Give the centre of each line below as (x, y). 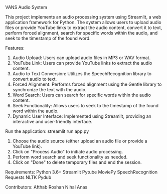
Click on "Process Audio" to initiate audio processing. (68, 152)
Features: (15, 48)
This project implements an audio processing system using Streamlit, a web (83, 17)
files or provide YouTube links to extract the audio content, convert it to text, (84, 28)
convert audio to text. (35, 79)
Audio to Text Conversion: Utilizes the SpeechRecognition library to (82, 74)
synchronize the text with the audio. (49, 89)
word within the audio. (35, 111)
